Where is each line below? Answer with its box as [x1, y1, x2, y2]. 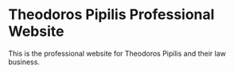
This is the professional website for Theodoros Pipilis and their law [8, 48, 227, 58]
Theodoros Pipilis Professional [8, 6, 215, 24]
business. [8, 57, 40, 67]
